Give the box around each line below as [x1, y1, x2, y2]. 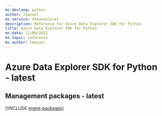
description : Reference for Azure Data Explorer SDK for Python [5, 21, 142, 26]
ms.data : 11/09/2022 [5, 30, 48, 35]
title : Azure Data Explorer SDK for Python [5, 26, 97, 31]
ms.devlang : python [5, 7, 46, 12]
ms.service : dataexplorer [5, 16, 59, 21]
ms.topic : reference [5, 35, 48, 40]
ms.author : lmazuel [5, 40, 46, 45]
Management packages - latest [5, 92, 105, 100]
